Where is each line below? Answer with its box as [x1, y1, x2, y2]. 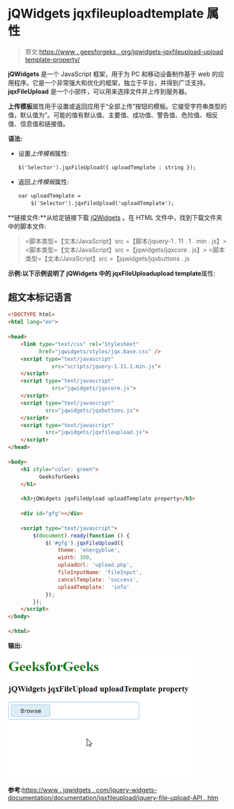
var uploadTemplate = [17, 192, 81, 199]
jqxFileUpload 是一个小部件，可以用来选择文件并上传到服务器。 [8, 87, 191, 96]
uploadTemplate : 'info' [57, 584, 130, 591]
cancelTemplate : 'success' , [57, 576, 139, 583]
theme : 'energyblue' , [57, 547, 120, 554]
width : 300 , [57, 554, 93, 561]
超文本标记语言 [8, 291, 72, 303]
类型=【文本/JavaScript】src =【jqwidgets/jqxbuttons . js [24, 254, 190, 262]
